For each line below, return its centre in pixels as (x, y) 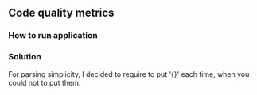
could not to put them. (45, 82)
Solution (25, 57)
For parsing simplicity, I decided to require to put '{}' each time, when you (129, 74)
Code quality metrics (61, 13)
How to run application (53, 36)
